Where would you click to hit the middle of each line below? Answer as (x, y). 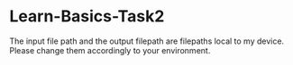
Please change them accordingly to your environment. (110, 50)
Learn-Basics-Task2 (87, 16)
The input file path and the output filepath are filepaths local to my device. (147, 41)
